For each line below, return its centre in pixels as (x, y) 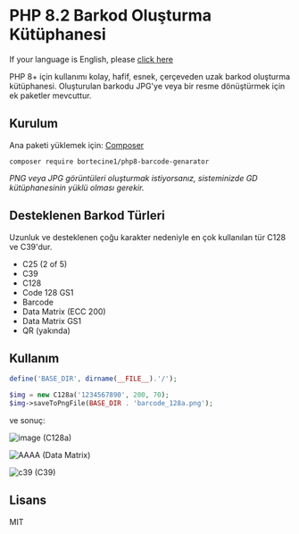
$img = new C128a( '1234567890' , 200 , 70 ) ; (89, 395)
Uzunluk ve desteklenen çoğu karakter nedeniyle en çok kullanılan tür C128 (148, 237)
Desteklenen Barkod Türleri (87, 216)
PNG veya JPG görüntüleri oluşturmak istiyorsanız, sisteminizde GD (133, 178)
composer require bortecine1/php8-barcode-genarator (109, 162)
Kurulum (34, 124)
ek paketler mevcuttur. (50, 96)
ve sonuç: (28, 420)
